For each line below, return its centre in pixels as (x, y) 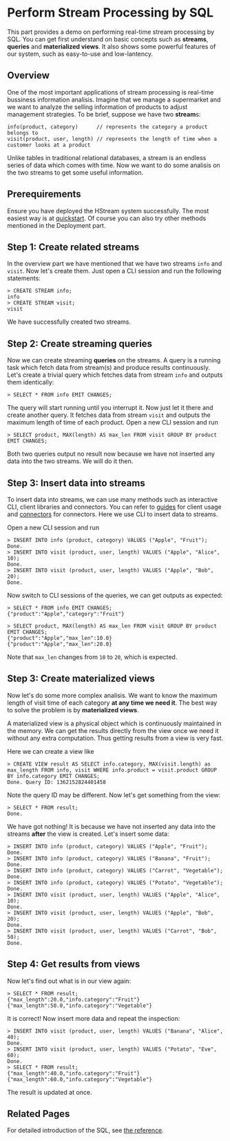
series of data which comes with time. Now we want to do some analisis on (114, 165)
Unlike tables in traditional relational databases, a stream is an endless (107, 157)
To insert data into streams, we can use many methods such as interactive (113, 499)
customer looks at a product (49, 145)
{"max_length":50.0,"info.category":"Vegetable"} (80, 1006)
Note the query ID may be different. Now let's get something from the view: (114, 794)
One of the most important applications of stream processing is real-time (111, 92)
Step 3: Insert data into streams (76, 483)
